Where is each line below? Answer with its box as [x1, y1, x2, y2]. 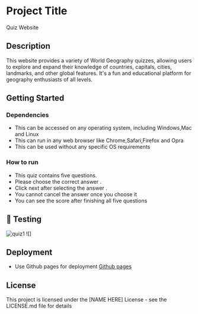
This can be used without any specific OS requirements [14, 143, 151, 150]
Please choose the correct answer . [14, 178, 102, 185]
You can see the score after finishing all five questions [14, 197, 148, 204]
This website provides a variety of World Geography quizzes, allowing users [6, 56, 192, 64]
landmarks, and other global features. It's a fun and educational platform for [6, 70, 191, 77]
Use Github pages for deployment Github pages [14, 263, 132, 270]
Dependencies [6, 111, 49, 120]
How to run [6, 158, 39, 167]
